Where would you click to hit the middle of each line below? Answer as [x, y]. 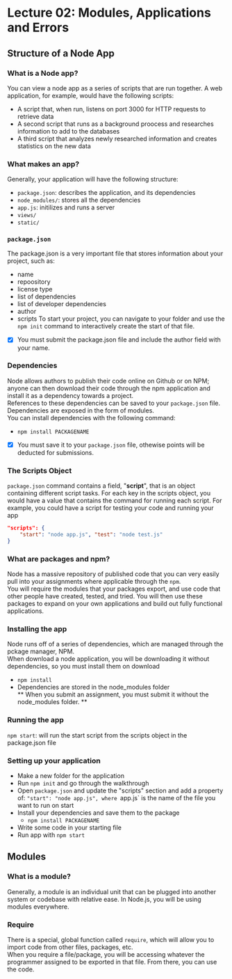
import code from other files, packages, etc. [70, 947]
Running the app [36, 720]
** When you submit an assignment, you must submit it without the [113, 694]
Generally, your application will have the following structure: [93, 180]
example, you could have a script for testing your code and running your [110, 508]
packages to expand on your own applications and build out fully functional [115, 604]
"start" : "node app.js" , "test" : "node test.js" [91, 535]
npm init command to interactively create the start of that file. [106, 326]
